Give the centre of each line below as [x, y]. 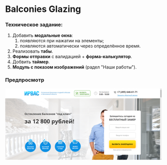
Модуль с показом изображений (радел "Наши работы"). [74, 67]
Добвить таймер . [31, 62]
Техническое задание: [34, 25]
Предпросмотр [25, 80]
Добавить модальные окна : [42, 35]
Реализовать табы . [33, 51]
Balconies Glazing [43, 9]
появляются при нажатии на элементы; [62, 41]
